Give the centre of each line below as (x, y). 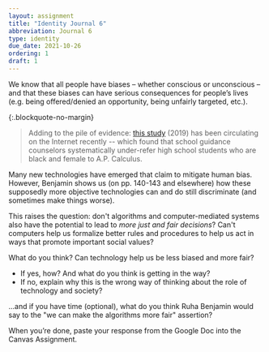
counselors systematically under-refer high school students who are (142, 150)
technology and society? (61, 290)
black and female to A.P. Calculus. (85, 158)
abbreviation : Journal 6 (50, 31)
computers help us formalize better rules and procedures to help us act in (131, 233)
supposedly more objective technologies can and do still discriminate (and (132, 191)
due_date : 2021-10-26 (45, 46)
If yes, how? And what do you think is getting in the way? (115, 273)
